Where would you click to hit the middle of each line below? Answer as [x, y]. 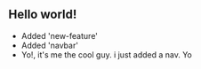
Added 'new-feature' [60, 35]
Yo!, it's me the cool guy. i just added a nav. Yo [106, 54]
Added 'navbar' [50, 45]
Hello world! [43, 15]
